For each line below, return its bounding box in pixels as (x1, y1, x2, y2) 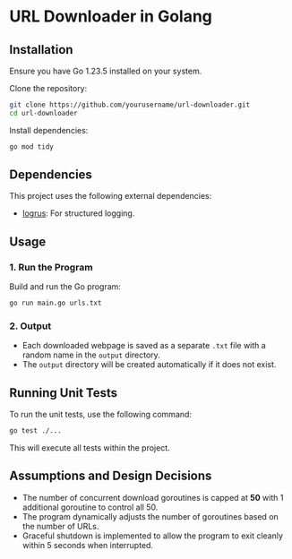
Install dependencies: (9, 125, 89, 135)
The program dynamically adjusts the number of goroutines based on (21, 511, 279, 521)
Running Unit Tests (9, 385, 118, 400)
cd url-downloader (9, 108, 78, 117)
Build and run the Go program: (9, 281, 121, 292)
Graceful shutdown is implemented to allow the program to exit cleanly (21, 530, 284, 541)
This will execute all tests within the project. (9, 442, 170, 453)
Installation (9, 42, 73, 57)
